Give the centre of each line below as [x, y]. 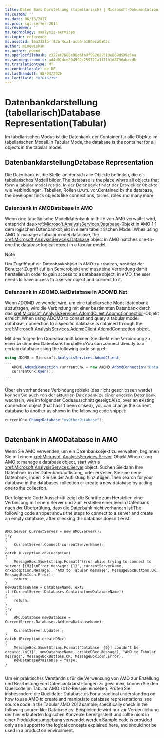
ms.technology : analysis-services [40, 32]
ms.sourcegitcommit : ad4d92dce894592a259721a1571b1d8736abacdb [71, 60]
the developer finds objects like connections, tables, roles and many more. [80, 195]
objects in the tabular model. [34, 147]
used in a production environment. [40, 730]
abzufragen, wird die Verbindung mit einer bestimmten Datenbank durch [78, 308]
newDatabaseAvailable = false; [46, 660]
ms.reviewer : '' [21, 28]
